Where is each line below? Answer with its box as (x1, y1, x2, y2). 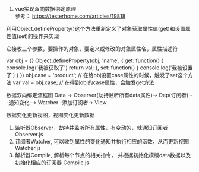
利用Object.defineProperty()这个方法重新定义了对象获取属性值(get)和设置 (6, 26, 186, 32)
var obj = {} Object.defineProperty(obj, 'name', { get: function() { (6, 57, 164, 64)
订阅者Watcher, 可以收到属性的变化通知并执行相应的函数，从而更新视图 (14, 138, 189, 145)
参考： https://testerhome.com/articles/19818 (14, 12, 126, 20)
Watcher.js (14, 145, 41, 151)
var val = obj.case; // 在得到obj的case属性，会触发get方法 (12, 79, 154, 86)
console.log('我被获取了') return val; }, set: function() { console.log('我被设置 (6, 64, 193, 71)
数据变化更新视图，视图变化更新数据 (6, 112, 95, 119)
